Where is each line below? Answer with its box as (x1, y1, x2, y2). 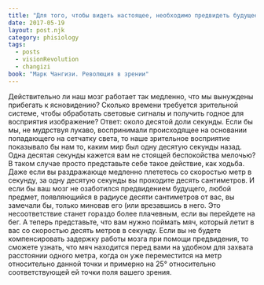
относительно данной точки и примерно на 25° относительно (8, 259, 216, 268)
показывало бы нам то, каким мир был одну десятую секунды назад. (8, 142, 242, 151)
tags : (8, 41, 26, 49)
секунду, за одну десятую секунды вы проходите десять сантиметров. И (8, 175, 255, 185)
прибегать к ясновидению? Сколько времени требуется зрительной (8, 100, 239, 109)
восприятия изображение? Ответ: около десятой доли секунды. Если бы (8, 117, 254, 126)
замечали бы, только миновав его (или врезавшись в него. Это (8, 200, 222, 209)
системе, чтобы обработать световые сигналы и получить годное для (8, 108, 244, 118)
